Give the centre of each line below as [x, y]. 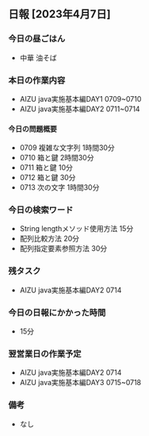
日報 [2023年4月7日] [59, 14]
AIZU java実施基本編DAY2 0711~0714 [80, 109]
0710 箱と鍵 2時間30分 [57, 158]
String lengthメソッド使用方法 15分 [76, 229]
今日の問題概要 [32, 129]
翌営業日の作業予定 [45, 354]
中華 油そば [38, 57]
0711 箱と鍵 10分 [46, 168]
